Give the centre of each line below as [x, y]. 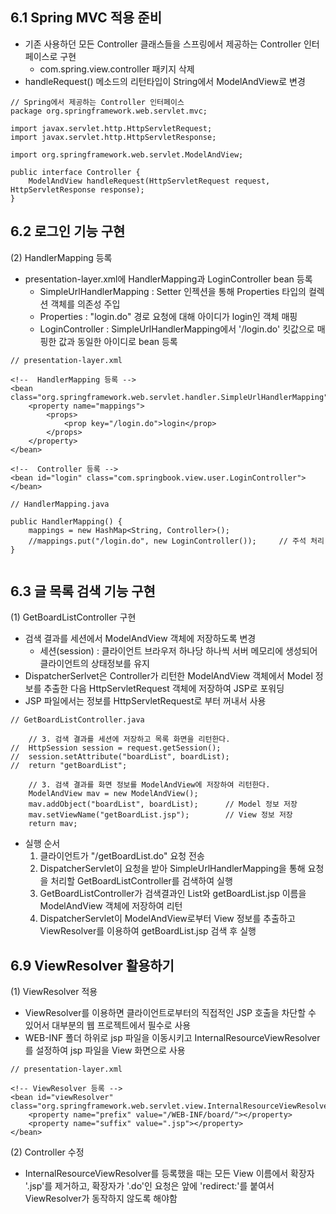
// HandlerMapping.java [60, 504]
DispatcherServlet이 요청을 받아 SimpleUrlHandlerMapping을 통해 [172, 869]
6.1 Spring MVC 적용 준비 [86, 18]
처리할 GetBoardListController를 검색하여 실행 [141, 881]
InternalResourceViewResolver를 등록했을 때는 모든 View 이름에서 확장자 [169, 1174]
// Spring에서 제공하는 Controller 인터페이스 [97, 102]
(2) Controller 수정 [47, 1152]
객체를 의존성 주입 [85, 304]
